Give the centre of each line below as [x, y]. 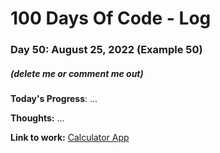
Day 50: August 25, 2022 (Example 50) [106, 50]
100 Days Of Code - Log [111, 18]
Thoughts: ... [37, 118]
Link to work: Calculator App [70, 138]
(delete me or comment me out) [77, 73]
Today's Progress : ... [54, 99]
